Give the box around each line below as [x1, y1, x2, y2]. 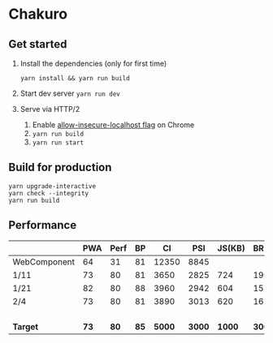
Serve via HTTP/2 [19, 105, 80, 114]
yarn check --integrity [8, 189, 89, 197]
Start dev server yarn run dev [19, 88, 120, 98]
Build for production [8, 161, 112, 174]
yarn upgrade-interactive [8, 182, 96, 191]
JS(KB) [217, 242, 245, 254]
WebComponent [12, 256, 76, 268]
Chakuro [8, 5, 67, 24]
